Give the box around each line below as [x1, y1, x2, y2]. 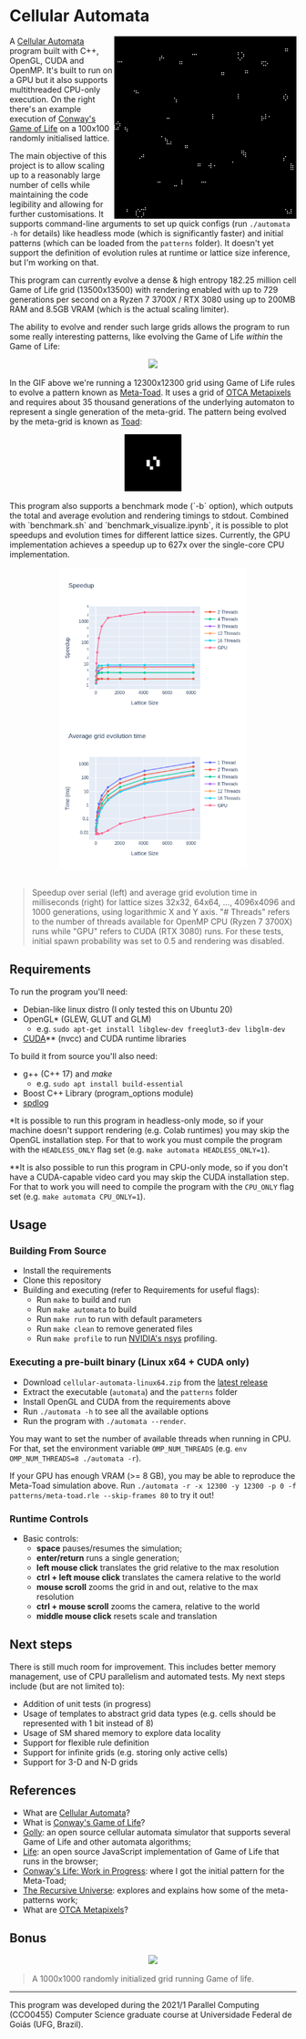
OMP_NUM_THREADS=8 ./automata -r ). [9, 1452, 142, 1463]
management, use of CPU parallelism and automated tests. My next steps [9, 1670, 285, 1681]
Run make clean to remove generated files [36, 1324, 193, 1335]
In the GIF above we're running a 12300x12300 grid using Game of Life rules [9, 377, 296, 388]
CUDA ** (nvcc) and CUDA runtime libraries [22, 1033, 187, 1044]
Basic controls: [22, 1534, 79, 1545]
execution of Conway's [9, 113, 97, 124]
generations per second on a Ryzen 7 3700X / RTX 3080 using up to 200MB [9, 294, 296, 305]
